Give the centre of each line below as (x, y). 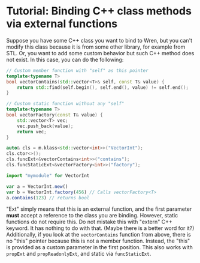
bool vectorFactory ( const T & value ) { (54, 115)
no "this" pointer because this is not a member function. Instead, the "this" (98, 241)
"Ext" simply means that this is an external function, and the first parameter (99, 209)
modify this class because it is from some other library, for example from (96, 47)
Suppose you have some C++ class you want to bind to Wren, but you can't (99, 40)
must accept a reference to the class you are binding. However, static (92, 216)
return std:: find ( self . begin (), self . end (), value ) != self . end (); (103, 87)
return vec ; (32, 131)
